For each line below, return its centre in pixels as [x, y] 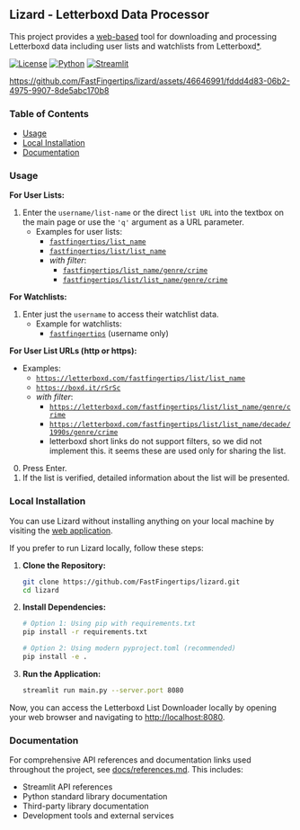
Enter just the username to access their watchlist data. [120, 315]
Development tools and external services [98, 816]
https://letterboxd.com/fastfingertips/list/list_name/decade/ [170, 425]
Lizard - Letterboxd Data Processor [109, 15]
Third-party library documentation [86, 806]
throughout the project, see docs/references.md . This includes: [127, 770]
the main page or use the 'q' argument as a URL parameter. [133, 222]
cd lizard [41, 590]
